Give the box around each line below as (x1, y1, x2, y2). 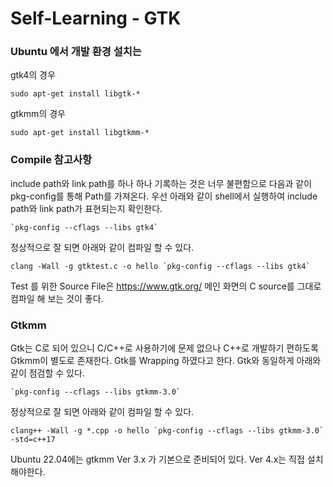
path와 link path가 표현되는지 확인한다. (10, 202, 163, 214)
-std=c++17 (10, 435, 56, 445)
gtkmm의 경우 (10, 108, 66, 120)
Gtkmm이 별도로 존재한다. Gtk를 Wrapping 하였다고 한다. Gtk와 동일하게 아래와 (10, 355, 322, 367)
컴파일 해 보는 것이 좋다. (10, 292, 104, 304)
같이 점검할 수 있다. (10, 367, 85, 379)
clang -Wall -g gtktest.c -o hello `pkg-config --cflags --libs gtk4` (10, 261, 311, 271)
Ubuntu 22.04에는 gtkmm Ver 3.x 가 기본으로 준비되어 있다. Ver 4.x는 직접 (10, 453, 305, 466)
